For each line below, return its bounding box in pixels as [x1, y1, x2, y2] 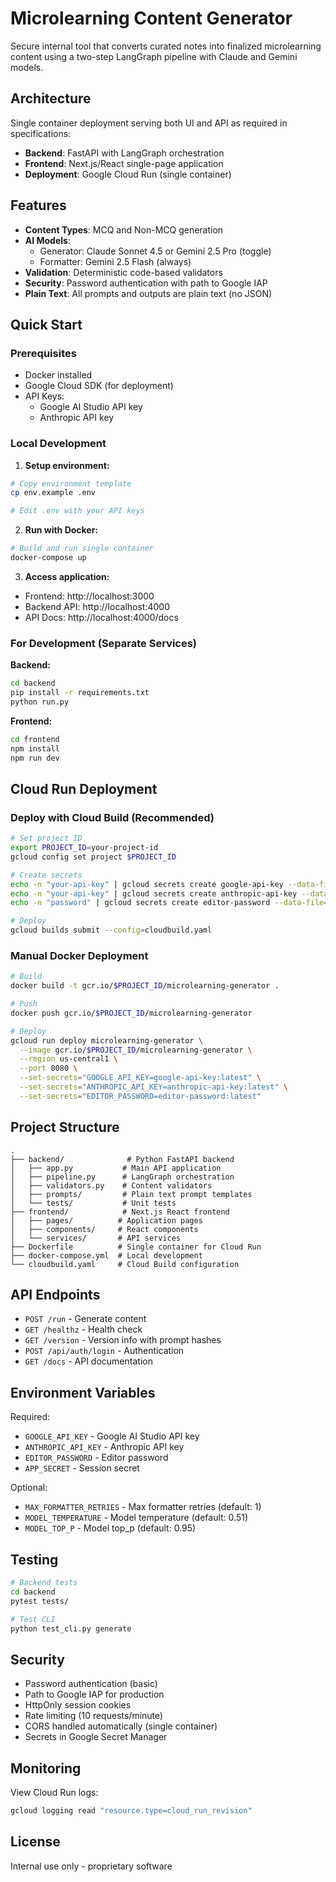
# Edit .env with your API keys [10, 506, 145, 516]
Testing [10, 1551, 59, 1568]
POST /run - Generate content [24, 1313, 147, 1325]
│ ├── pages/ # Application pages [10, 1215, 203, 1226]
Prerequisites [10, 346, 77, 360]
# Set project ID [10, 833, 83, 844]
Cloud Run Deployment [10, 780, 158, 797]
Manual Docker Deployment [10, 948, 149, 962]
